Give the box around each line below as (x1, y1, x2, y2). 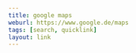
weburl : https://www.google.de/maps (8, 19, 129, 26)
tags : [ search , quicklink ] (8, 26, 97, 34)
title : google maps (8, 11, 73, 19)
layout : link (8, 33, 51, 41)
